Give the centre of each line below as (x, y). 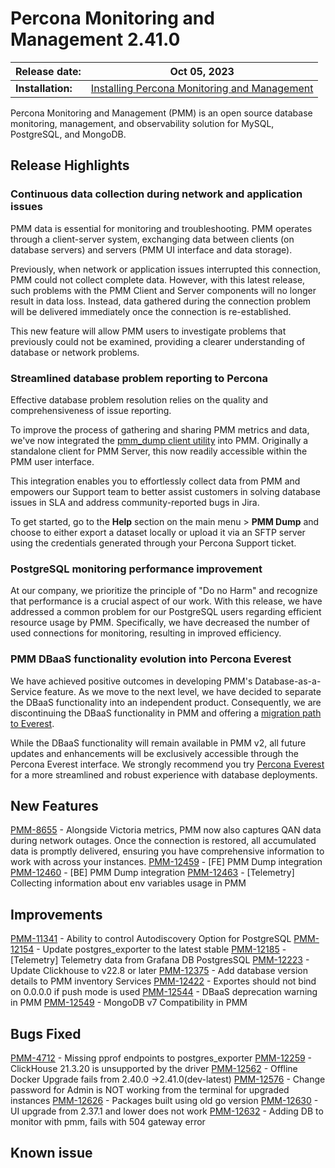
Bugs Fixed (46, 1033)
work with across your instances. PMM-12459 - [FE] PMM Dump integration (166, 862)
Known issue (51, 1153)
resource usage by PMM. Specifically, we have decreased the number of (160, 623)
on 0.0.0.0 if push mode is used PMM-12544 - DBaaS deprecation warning (164, 992)
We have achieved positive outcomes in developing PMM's (131, 681)
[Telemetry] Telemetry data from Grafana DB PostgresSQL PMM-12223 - (160, 960)
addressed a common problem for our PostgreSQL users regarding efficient (166, 612)
